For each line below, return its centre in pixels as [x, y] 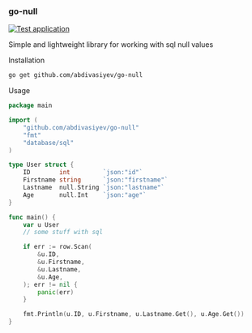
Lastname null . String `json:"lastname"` [94, 188]
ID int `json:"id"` [83, 173]
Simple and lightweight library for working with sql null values [111, 45]
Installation [27, 60]
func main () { [32, 217]
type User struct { [41, 165]
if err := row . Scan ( [58, 247]
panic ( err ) [56, 292]
